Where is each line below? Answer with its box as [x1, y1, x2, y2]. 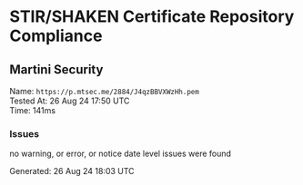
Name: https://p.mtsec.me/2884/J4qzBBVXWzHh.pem [9, 86, 200, 96]
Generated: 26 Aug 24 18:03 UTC [9, 166, 135, 177]
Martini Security [9, 62, 104, 77]
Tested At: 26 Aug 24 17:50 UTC [9, 95, 130, 106]
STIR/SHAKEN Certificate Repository [9, 6, 295, 27]
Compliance [9, 25, 103, 46]
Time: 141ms [9, 105, 56, 115]
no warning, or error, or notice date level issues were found [9, 148, 232, 160]
